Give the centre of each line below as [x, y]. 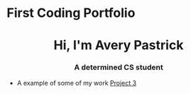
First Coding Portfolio [71, 13]
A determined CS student [119, 67]
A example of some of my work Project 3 [76, 83]
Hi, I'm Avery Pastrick [119, 46]
